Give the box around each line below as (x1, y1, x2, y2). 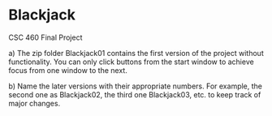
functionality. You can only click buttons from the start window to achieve (8, 57, 254, 67)
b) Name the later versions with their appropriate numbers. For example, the (8, 81, 262, 91)
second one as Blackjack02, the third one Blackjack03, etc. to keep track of (8, 89, 261, 99)
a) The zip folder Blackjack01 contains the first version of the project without (8, 48, 264, 58)
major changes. (8, 98, 61, 108)
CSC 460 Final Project (8, 32, 83, 42)
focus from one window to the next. (8, 65, 127, 75)
